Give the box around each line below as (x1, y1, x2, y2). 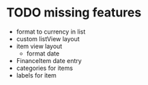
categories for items (16, 64, 73, 72)
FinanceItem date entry (16, 56, 83, 64)
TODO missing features (6, 5, 142, 21)
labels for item (16, 71, 57, 80)
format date (26, 49, 59, 58)
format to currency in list (16, 27, 86, 36)
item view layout (16, 42, 63, 50)
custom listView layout (16, 34, 80, 42)
